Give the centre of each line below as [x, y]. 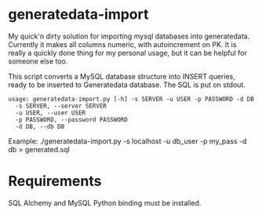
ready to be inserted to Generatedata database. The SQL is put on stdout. [127, 85]
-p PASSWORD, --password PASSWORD [71, 119]
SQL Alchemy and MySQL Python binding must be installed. [105, 202]
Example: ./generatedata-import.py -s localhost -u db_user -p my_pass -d [127, 141]
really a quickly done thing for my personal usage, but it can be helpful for [127, 53]
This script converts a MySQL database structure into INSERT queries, [122, 76]
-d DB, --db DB [40, 126]
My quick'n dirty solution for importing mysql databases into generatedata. [129, 36]
